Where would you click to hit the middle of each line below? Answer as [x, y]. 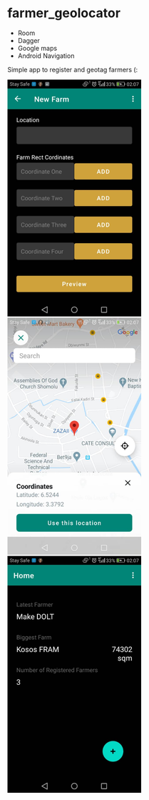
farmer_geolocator [64, 13]
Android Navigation [46, 56]
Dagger [29, 40]
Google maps [37, 48]
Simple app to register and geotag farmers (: [73, 69]
